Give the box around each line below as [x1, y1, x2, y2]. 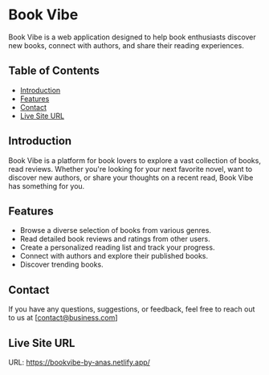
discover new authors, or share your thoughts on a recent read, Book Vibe [8, 173, 254, 182]
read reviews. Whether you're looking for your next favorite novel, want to [8, 164, 253, 173]
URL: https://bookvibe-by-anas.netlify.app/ [8, 357, 151, 367]
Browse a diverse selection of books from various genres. [19, 226, 211, 235]
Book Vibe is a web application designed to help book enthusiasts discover [8, 32, 257, 42]
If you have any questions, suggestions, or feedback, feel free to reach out [8, 304, 255, 314]
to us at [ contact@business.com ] [8, 313, 118, 323]
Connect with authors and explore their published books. [19, 251, 209, 261]
